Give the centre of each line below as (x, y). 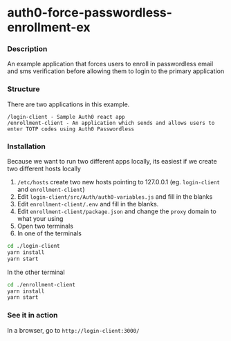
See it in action (33, 315)
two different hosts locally (44, 169)
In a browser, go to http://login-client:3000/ (73, 330)
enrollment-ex (49, 27)
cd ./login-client (34, 246)
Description (27, 49)
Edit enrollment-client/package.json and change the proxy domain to (117, 211)
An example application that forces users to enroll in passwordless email (110, 64)
